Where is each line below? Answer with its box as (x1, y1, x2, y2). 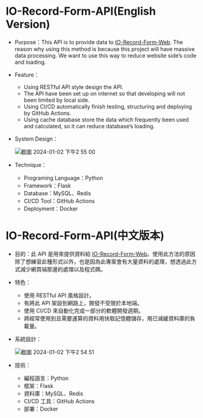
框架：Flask (23, 382, 54, 389)
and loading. (14, 58, 46, 66)
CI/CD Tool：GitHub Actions (23, 197, 95, 204)
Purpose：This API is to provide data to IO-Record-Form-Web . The (14, 38, 183, 45)
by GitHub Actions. (23, 109, 72, 117)
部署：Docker (23, 405, 59, 412)
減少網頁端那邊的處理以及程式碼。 (20, 265, 106, 273)
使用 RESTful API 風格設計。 (23, 292, 95, 299)
